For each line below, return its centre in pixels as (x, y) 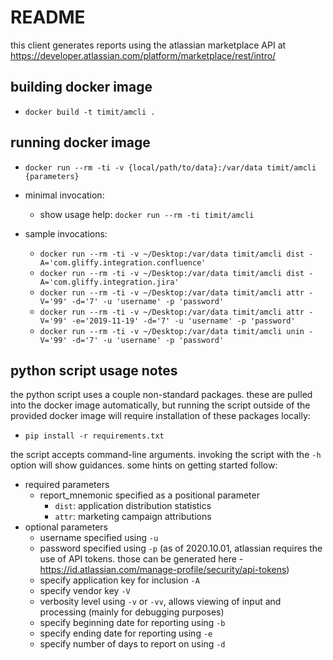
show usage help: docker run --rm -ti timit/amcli (147, 214)
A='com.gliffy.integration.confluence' (123, 262)
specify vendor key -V (85, 591)
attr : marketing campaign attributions (133, 517)
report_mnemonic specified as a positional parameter (149, 495)
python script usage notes (94, 370)
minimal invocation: (64, 195)
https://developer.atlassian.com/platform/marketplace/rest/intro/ (143, 55)
